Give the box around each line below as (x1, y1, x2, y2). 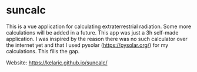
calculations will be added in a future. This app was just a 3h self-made (6, 29, 179, 36)
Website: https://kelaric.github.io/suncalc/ (6, 59, 108, 66)
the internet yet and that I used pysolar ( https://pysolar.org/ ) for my (6, 42, 169, 49)
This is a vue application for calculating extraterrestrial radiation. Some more (6, 23, 192, 30)
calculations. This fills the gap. (6, 47, 80, 54)
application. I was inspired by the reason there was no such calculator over (6, 35, 188, 42)
